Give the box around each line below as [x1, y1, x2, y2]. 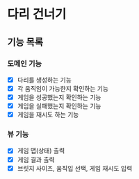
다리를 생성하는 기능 [17, 76, 72, 84]
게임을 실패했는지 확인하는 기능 [17, 102, 101, 110]
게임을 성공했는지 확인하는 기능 [17, 93, 101, 101]
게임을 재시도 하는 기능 [17, 110, 79, 119]
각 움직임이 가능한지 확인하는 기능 [17, 84, 109, 92]
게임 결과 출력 [17, 155, 55, 164]
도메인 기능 [7, 58, 42, 68]
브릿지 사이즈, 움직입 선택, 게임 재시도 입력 [17, 164, 133, 172]
